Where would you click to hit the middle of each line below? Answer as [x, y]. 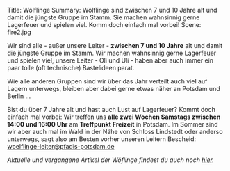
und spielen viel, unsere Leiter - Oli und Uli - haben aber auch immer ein [110, 60]
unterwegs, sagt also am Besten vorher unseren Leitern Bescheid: [102, 139]
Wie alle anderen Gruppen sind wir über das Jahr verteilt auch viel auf [107, 81]
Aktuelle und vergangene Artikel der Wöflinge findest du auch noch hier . [110, 160]
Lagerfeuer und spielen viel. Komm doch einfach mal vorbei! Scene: [104, 25]
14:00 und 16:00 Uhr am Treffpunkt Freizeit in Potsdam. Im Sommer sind [113, 124]
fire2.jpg [19, 32]
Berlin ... [19, 96]
